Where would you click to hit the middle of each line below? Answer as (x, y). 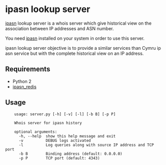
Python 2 (22, 81)
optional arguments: (36, 132)
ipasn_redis (24, 87)
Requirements (28, 69)
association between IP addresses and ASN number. (60, 28)
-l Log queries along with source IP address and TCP (86, 145)
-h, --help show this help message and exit (67, 136)
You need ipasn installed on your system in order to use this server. (75, 38)
